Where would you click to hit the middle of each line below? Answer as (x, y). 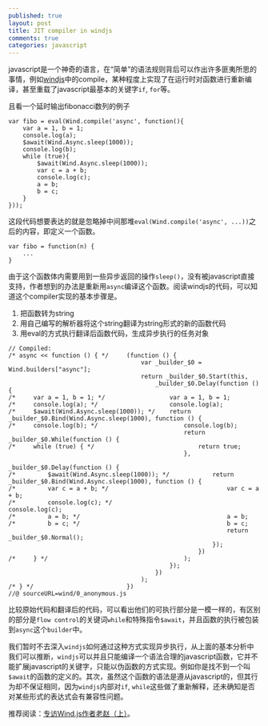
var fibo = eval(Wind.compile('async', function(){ (96, 122)
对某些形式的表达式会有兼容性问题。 (68, 696)
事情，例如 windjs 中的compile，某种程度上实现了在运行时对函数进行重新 (127, 79)
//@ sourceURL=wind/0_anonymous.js (68, 594)
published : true (35, 16)
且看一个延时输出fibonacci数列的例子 (69, 106)
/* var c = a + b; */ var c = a (134, 489)
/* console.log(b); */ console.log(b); (123, 426)
